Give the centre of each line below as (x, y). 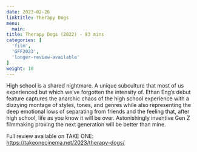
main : (19, 29)
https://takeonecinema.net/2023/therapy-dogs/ (66, 143)
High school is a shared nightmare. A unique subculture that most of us (95, 86)
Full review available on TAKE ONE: (50, 136)
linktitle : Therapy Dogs (38, 18)
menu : (13, 23)
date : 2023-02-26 (28, 12)
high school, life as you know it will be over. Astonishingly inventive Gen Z (98, 118)
